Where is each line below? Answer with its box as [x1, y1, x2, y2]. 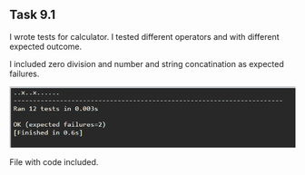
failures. [9, 68, 40, 79]
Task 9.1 [9, 7, 56, 23]
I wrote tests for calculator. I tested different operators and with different [9, 31, 280, 42]
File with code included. [9, 157, 99, 168]
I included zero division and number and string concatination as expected [9, 58, 284, 69]
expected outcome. [9, 41, 83, 52]
